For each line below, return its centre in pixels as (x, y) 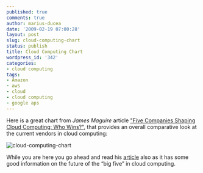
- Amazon (17, 80)
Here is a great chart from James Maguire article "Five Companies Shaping (101, 120)
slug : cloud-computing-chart (43, 40)
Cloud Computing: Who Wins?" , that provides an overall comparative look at (101, 127)
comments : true (26, 18)
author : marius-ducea (34, 23)
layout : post (23, 35)
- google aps (23, 103)
